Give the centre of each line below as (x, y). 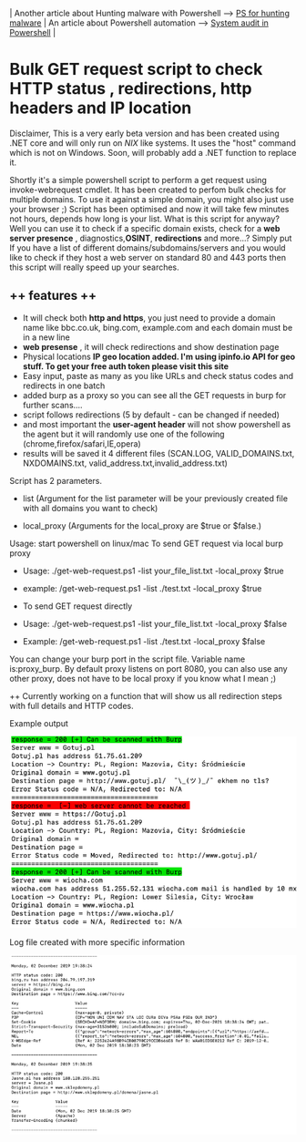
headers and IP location (101, 108)
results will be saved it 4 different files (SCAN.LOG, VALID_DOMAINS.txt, (158, 453)
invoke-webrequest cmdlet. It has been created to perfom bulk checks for (148, 190)
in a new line (46, 337)
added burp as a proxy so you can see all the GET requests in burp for (154, 395)
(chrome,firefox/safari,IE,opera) (82, 443)
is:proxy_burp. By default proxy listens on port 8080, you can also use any (149, 668)
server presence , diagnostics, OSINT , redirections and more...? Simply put (151, 238)
